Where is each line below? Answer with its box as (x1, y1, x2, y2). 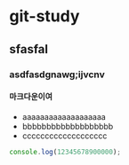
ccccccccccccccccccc (21, 130, 108, 141)
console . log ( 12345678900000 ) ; (9, 147, 122, 156)
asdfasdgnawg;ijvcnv (9, 68, 105, 81)
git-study (9, 6, 80, 27)
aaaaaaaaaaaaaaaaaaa (21, 111, 107, 122)
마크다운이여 (9, 91, 53, 102)
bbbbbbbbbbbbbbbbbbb (21, 121, 114, 131)
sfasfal (9, 42, 49, 57)
